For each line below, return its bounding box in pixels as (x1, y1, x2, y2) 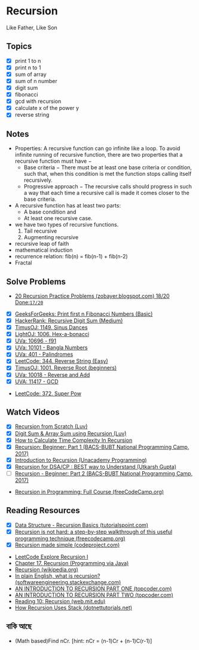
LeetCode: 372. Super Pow (14, 390, 82, 397)
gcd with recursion (14, 97, 62, 105)
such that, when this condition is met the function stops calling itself (23, 170, 192, 178)
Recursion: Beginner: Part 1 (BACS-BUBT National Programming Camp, (14, 443, 189, 450)
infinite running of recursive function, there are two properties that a (14, 151, 183, 158)
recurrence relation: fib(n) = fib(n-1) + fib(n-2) (14, 253, 128, 260)
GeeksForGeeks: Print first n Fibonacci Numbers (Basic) (14, 310, 153, 318)
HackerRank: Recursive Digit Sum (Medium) (14, 317, 123, 324)
